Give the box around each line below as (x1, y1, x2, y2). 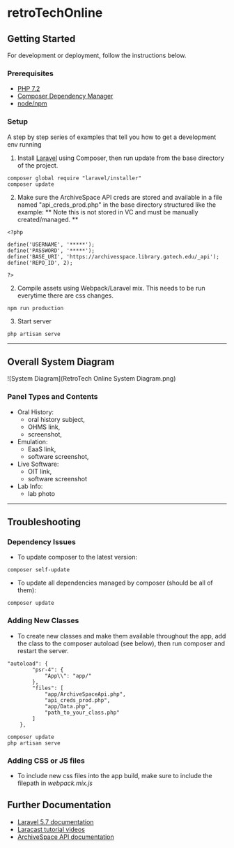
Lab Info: (17, 482, 43, 490)
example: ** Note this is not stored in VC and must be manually (17, 207, 198, 216)
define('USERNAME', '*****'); (7, 241, 95, 248)
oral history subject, (27, 415, 86, 423)
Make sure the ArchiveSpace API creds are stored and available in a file (17, 193, 223, 201)
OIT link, (27, 467, 52, 476)
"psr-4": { (32, 666, 64, 673)
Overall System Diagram (7, 356, 115, 367)
